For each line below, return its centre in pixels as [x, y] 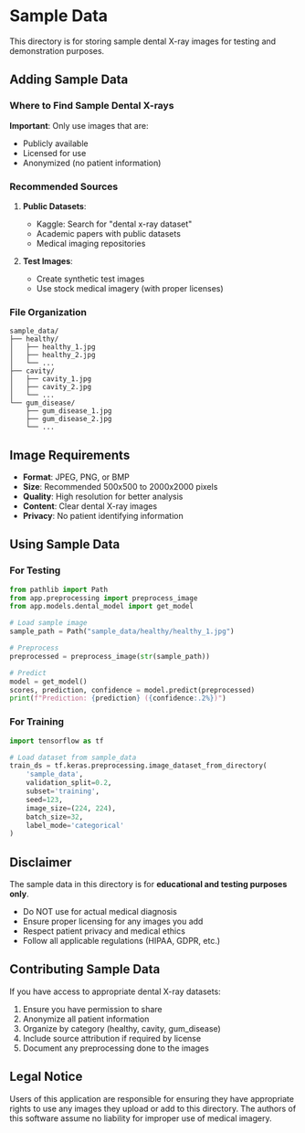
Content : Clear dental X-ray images [90, 506]
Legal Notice [46, 1077]
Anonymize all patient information [86, 1019]
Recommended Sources [64, 186]
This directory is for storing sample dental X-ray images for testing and [143, 41]
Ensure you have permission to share [92, 1009]
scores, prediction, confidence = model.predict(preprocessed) [132, 690]
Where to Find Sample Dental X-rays [92, 106]
